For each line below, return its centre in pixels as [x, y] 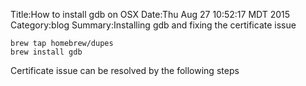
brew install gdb [46, 52]
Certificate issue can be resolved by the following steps [125, 70]
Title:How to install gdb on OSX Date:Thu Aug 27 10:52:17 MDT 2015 [150, 14]
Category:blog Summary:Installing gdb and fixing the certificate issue [153, 25]
